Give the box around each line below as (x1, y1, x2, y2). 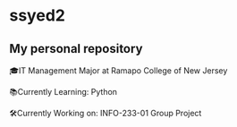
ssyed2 (9, 5, 65, 26)
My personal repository (9, 41, 143, 56)
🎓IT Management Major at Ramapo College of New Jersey (9, 65, 228, 76)
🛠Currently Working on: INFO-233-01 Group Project (9, 108, 202, 118)
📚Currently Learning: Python (9, 87, 118, 97)
